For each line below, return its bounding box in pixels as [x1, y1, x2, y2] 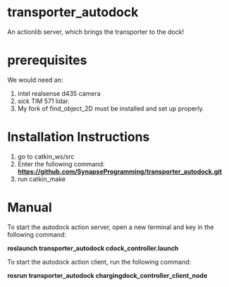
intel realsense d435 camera [17, 89, 101, 97]
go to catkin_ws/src [17, 152, 75, 161]
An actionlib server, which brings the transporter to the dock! [7, 28, 185, 36]
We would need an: [7, 75, 63, 84]
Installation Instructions [7, 129, 150, 145]
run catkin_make [17, 174, 66, 183]
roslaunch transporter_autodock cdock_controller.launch [7, 244, 179, 252]
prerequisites [7, 52, 87, 68]
